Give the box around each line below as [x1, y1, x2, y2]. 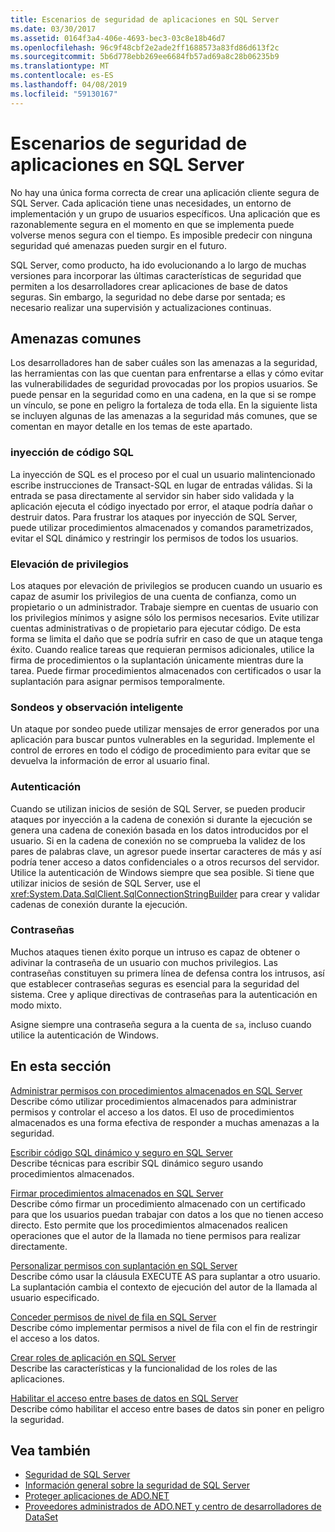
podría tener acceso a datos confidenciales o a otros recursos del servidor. [10, 856, 320, 868]
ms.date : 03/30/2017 [10, 24, 97, 34]
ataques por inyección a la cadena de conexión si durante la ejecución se [10, 813, 313, 825]
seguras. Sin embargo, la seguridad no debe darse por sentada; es [10, 291, 286, 303]
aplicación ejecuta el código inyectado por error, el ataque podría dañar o [10, 500, 313, 512]
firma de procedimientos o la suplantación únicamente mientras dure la [10, 654, 304, 666]
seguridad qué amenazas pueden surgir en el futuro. [10, 239, 227, 251]
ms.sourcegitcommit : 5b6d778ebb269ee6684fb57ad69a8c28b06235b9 [10, 52, 280, 62]
